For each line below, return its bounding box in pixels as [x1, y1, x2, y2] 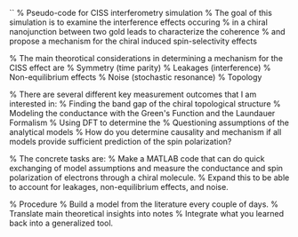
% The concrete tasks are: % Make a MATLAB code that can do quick [9, 154, 265, 163]
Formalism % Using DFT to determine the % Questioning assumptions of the [9, 117, 289, 128]
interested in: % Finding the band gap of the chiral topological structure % [9, 99, 281, 109]
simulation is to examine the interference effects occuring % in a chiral [9, 17, 269, 28]
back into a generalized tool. [9, 217, 114, 228]
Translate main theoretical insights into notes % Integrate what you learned [9, 209, 285, 218]
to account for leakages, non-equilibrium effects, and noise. [9, 182, 229, 192]
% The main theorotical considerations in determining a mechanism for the [9, 53, 283, 63]
